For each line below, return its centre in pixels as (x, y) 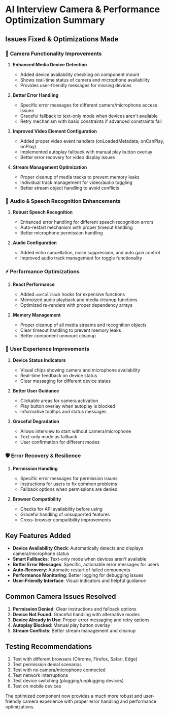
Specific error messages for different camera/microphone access (89, 105)
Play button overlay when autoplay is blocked (67, 406)
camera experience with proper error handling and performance (89, 701)
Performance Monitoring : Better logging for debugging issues (78, 575)
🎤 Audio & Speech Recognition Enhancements (63, 201)
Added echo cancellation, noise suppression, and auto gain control (90, 253)
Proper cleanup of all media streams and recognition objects (83, 325)
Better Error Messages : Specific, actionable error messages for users (86, 564)
